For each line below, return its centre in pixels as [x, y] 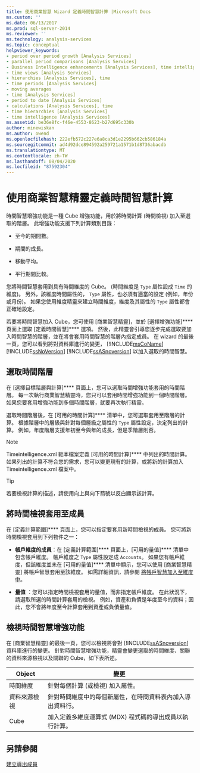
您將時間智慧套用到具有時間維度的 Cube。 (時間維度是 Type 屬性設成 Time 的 [99, 287]
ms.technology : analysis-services [49, 39]
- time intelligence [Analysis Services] [58, 117]
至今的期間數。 [33, 236]
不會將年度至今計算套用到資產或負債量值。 [83, 607]
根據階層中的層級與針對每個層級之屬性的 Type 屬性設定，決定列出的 [100, 422]
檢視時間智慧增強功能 [45, 627]
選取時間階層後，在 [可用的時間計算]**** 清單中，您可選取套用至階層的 [93, 415]
